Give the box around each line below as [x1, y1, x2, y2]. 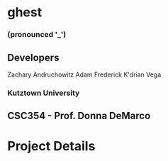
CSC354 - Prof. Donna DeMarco [7, 110, 151, 122]
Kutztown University [7, 88, 80, 98]
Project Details [7, 138, 96, 155]
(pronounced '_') [7, 30, 67, 40]
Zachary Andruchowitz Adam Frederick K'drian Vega [7, 70, 162, 79]
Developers [7, 51, 60, 64]
